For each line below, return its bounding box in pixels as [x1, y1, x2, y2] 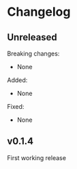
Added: [7, 76, 28, 84]
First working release [7, 153, 67, 161]
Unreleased [7, 31, 58, 43]
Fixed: [7, 103, 25, 110]
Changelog [7, 4, 71, 20]
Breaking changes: [7, 49, 60, 57]
